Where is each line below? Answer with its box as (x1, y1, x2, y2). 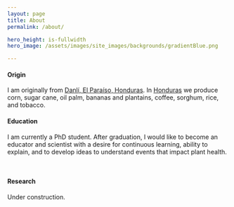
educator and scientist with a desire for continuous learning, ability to (7, 140, 209, 148)
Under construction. (7, 192, 65, 201)
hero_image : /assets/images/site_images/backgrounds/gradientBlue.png (7, 43, 219, 50)
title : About (7, 17, 46, 24)
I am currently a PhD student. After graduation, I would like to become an (7, 133, 219, 141)
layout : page (7, 10, 46, 18)
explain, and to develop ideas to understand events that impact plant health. (7, 147, 227, 156)
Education (7, 116, 38, 125)
